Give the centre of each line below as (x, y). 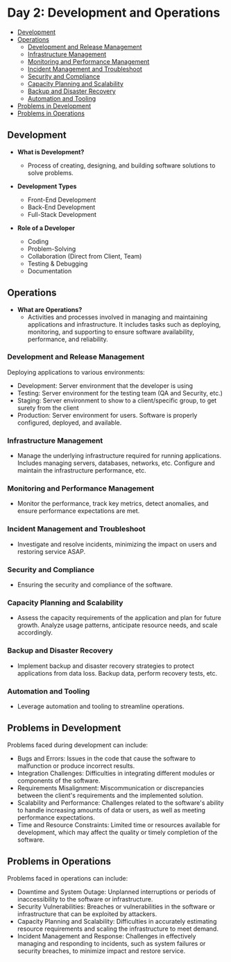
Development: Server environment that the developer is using (105, 385)
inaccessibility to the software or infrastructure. (85, 899)
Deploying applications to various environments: (76, 372)
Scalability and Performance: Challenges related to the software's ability (120, 802)
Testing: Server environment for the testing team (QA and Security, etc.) (120, 393)
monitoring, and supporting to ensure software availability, (111, 332)
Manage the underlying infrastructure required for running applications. (119, 456)
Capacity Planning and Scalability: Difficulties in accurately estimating (117, 921)
